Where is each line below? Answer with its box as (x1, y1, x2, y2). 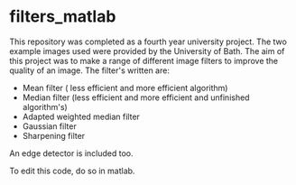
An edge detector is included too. (9, 147, 134, 159)
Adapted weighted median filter (22, 111, 140, 122)
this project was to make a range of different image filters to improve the (9, 55, 279, 66)
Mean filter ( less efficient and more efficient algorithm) (22, 82, 228, 93)
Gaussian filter (22, 120, 77, 132)
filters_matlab (9, 6, 116, 27)
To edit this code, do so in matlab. (9, 165, 135, 176)
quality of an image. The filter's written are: (9, 65, 170, 76)
